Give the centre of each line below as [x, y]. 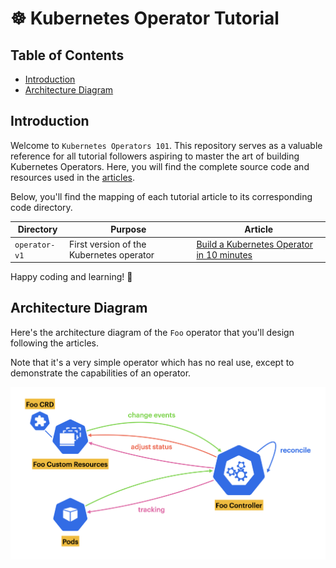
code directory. [41, 207]
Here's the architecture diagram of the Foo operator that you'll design [152, 332]
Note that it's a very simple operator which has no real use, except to [152, 362]
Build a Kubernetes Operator [254, 244]
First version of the [108, 244]
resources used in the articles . [72, 177]
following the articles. [54, 343]
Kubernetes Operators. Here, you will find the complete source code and [160, 166]
